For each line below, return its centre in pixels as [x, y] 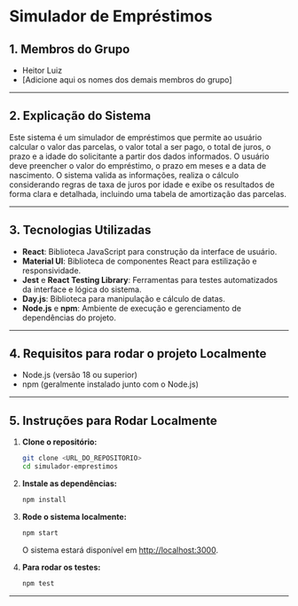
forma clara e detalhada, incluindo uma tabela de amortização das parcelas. [148, 193]
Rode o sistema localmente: [74, 516]
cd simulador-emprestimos [70, 467]
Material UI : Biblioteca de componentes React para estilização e [139, 261]
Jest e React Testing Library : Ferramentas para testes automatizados [149, 279]
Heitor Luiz [42, 70]
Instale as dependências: [69, 484]
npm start [40, 533]
